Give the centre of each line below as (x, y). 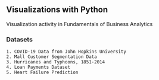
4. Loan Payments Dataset (38, 68)
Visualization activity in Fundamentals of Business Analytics (79, 24)
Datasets (19, 39)
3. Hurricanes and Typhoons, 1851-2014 (56, 62)
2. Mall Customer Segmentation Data (52, 57)
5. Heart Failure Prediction (42, 73)
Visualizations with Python (57, 10)
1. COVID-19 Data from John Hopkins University (66, 52)
